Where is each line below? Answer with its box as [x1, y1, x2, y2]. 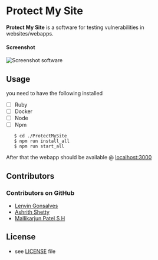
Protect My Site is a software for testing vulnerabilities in [6, 24, 144, 31]
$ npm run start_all [14, 143, 65, 149]
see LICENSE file [14, 248, 56, 255]
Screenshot [6, 43, 35, 51]
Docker [14, 108, 33, 115]
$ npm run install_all [14, 138, 70, 145]
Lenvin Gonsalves [14, 202, 58, 209]
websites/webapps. [6, 30, 54, 37]
